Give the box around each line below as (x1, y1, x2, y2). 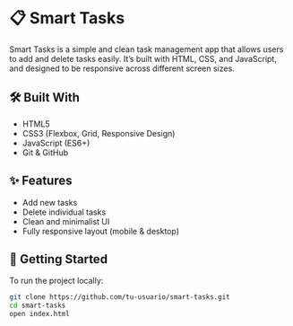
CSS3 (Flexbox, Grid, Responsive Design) (22, 128, 176, 138)
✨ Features (9, 173, 73, 189)
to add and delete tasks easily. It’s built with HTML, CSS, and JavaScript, (9, 53, 278, 64)
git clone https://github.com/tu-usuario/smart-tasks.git (9, 293, 230, 302)
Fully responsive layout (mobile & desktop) (22, 225, 179, 236)
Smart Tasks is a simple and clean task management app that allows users (9, 43, 284, 55)
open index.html (9, 310, 70, 319)
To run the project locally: (9, 276, 104, 286)
